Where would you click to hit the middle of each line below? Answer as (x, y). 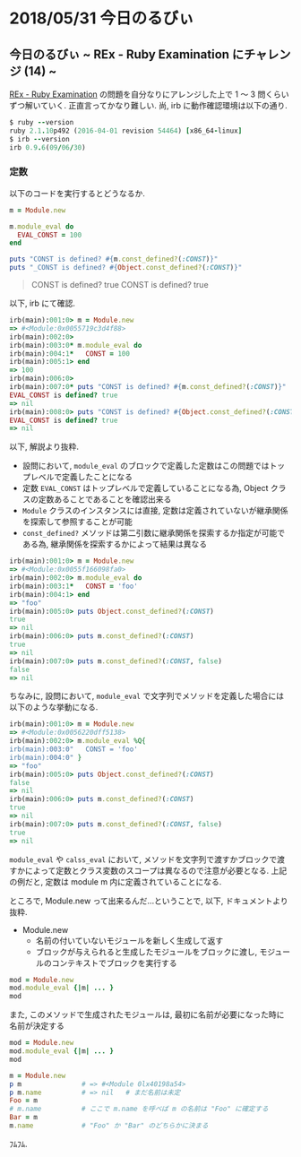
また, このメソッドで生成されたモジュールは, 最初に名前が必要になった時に (147, 1015)
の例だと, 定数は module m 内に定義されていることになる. (116, 881)
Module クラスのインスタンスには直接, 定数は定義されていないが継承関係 (155, 511)
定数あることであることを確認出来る (105, 499)
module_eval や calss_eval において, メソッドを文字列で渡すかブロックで (143, 859)
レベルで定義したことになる (81, 477)
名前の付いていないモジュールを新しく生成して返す (129, 940)
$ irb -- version (39, 139)
